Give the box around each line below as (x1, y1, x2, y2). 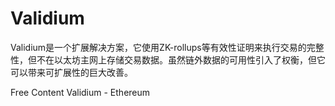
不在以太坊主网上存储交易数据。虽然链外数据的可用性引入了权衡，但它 (36, 53, 326, 66)
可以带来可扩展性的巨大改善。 (10, 66, 133, 78)
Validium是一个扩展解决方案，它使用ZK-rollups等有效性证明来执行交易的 (10, 41, 307, 53)
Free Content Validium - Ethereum (10, 86, 151, 98)
